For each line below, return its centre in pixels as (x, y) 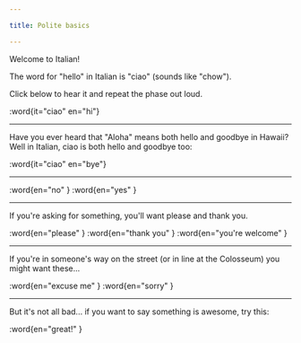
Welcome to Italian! (45, 58)
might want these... (45, 268)
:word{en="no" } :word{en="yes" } (73, 189)
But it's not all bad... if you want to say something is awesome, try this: (139, 312)
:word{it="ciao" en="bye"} (58, 163)
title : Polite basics (50, 25)
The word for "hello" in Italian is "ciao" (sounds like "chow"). (120, 76)
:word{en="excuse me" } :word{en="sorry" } (91, 286)
